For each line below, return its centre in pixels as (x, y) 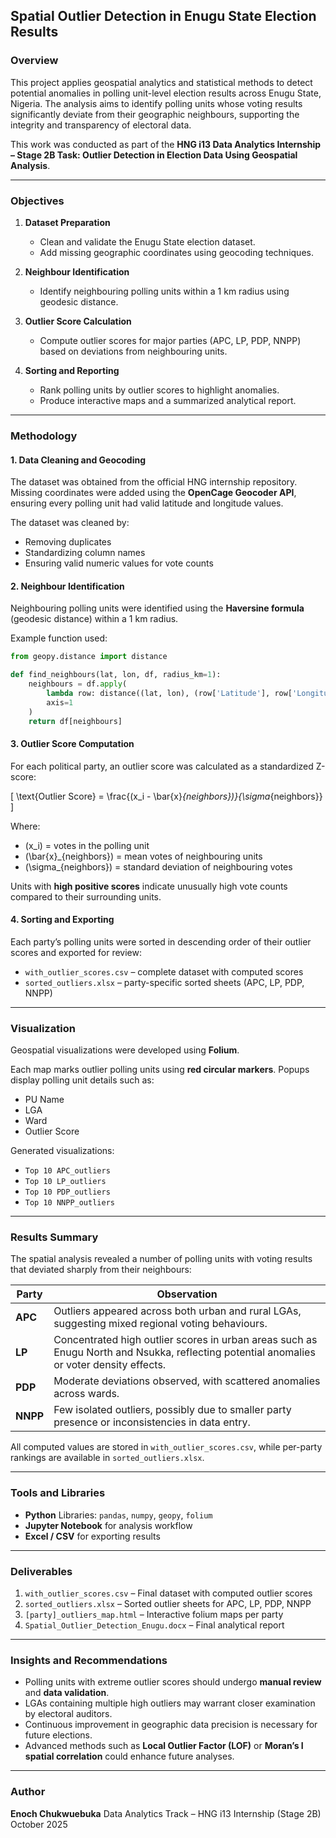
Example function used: (59, 638)
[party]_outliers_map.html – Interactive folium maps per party (154, 1615)
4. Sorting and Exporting (62, 920)
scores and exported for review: (76, 952)
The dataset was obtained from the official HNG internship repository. (154, 482)
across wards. (86, 1394)
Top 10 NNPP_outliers (69, 1203)
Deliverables (41, 1571)
